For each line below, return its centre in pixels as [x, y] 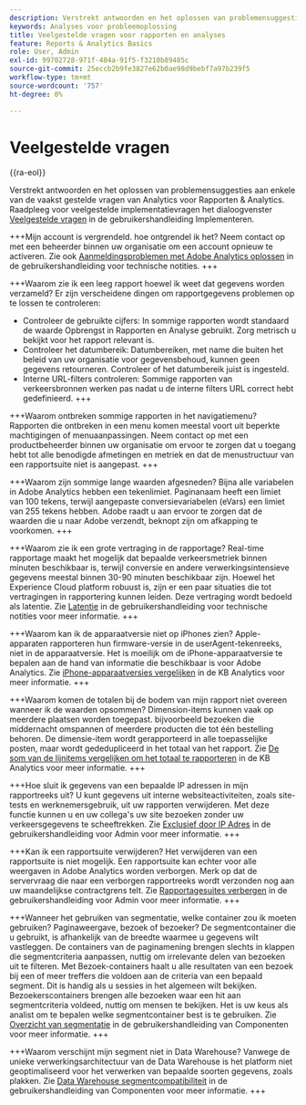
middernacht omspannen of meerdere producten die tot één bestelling [142, 729]
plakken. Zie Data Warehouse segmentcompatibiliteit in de [118, 1081]
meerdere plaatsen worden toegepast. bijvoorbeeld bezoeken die [132, 719]
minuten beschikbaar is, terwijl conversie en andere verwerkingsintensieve [149, 568]
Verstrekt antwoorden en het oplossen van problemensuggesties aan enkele [153, 190]
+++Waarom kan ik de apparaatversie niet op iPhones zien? [122, 634]
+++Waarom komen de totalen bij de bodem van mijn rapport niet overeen [148, 700]
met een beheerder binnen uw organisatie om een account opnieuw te [141, 246]
